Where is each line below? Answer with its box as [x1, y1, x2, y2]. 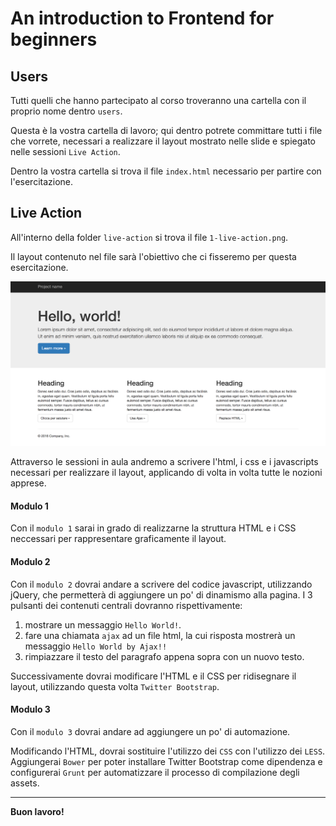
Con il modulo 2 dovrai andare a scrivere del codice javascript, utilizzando [10, 578, 313, 590]
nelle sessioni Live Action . [10, 146, 121, 157]
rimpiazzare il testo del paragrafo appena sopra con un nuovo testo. [24, 650, 305, 662]
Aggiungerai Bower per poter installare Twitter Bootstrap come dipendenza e [10, 755, 323, 767]
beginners [10, 28, 98, 51]
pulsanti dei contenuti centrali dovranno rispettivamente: [10, 599, 243, 611]
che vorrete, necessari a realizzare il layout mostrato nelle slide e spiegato [10, 135, 316, 147]
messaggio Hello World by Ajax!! [24, 640, 168, 652]
